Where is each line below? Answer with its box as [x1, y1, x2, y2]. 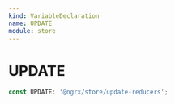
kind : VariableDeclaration [8, 11, 100, 20]
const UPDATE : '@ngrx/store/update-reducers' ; [8, 88, 169, 97]
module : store [8, 27, 57, 35]
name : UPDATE [8, 19, 53, 27]
